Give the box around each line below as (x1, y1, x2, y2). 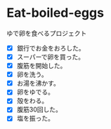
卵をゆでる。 (16, 88, 54, 96)
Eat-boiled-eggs (6, 5, 105, 21)
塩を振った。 (16, 114, 54, 123)
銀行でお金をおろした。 (16, 43, 85, 52)
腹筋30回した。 (16, 105, 63, 114)
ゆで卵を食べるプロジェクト (6, 29, 87, 37)
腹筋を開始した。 (16, 62, 67, 70)
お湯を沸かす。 (16, 79, 60, 88)
